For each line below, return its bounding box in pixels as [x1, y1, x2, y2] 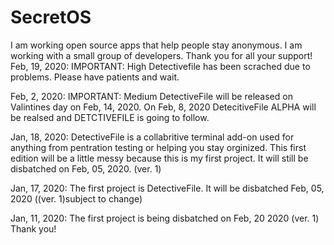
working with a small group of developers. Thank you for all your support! [10, 49, 313, 61]
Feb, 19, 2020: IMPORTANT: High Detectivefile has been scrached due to [10, 60, 311, 72]
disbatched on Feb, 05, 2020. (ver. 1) [10, 162, 162, 175]
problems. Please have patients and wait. [10, 71, 180, 83]
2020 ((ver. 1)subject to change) [10, 192, 143, 205]
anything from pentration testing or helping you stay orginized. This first [10, 141, 307, 153]
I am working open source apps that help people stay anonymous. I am [10, 39, 303, 51]
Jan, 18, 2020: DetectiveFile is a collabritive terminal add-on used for [10, 131, 295, 143]
